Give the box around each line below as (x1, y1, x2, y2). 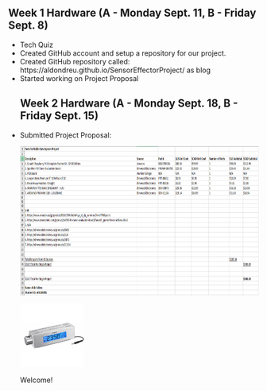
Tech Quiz (19, 40, 54, 49)
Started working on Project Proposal (19, 73, 139, 83)
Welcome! (19, 375, 53, 385)
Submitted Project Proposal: (19, 130, 112, 140)
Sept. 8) (8, 19, 49, 33)
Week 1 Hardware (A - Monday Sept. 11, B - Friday (8, 6, 257, 20)
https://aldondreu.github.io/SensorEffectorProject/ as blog (19, 65, 211, 75)
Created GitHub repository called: (19, 56, 130, 66)
